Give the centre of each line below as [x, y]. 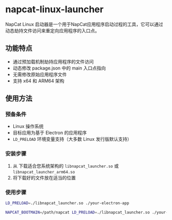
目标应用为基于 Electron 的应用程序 [50, 133]
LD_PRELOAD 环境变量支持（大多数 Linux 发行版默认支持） [72, 139]
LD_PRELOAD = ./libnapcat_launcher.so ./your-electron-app [67, 203]
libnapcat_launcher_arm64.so [44, 172]
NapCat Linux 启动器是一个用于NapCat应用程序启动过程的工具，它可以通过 [84, 24]
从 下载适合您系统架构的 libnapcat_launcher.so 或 [66, 166]
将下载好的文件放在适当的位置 [44, 178]
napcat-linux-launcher [55, 9]
